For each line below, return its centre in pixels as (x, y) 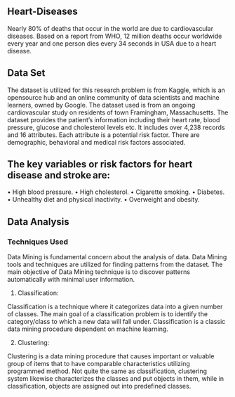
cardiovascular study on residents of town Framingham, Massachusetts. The (118, 112)
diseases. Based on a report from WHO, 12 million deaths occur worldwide (115, 36)
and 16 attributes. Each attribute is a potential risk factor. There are (103, 135)
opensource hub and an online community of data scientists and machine (113, 97)
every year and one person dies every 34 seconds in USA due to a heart (112, 43)
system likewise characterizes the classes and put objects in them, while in (116, 379)
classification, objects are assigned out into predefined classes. (99, 386)
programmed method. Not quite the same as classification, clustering (107, 371)
